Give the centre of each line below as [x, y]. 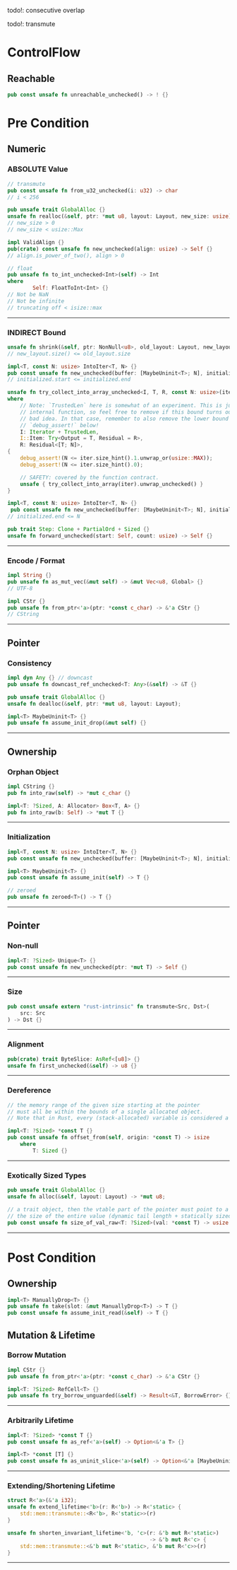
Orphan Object [33, 772]
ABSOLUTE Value [38, 169]
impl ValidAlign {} [36, 242]
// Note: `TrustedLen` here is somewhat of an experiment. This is [121, 406]
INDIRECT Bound [37, 332]
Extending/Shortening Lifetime [61, 1486]
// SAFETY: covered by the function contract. [90, 477]
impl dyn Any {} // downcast [50, 678]
